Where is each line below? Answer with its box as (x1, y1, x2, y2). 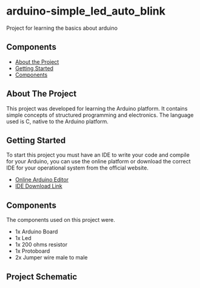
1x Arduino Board (15, 228, 58, 235)
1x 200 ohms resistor (15, 241, 68, 249)
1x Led (15, 235, 32, 242)
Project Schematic (6, 272, 78, 282)
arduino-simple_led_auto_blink (6, 4, 165, 18)
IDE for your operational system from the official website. (6, 164, 148, 171)
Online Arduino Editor (15, 176, 68, 183)
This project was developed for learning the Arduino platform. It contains (6, 105, 188, 112)
